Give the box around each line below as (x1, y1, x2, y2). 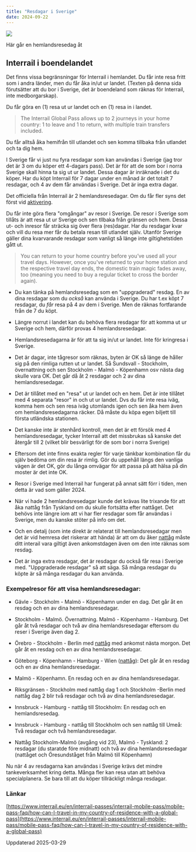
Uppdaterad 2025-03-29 (6, 839, 66, 846)
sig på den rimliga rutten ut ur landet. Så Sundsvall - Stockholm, (14, 360, 169, 367)
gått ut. (6, 241, 23, 248)
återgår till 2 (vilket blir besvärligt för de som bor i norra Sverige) (14, 439, 170, 446)
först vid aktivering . (6, 199, 53, 206)
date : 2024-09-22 (6, 14, 49, 20)
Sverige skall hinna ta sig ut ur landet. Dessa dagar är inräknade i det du (6, 169, 180, 176)
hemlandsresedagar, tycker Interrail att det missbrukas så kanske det (14, 433, 181, 440)
